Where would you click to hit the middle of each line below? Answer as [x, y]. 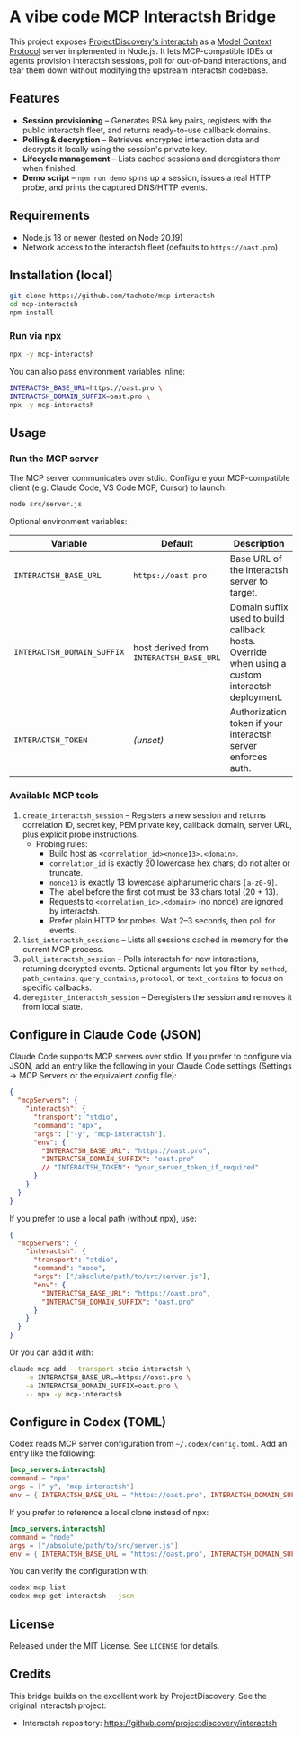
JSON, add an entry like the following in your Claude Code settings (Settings [151, 1066]
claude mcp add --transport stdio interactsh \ [100, 1369]
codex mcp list [38, 1587]
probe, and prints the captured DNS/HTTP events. [115, 187]
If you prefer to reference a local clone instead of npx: [109, 1512]
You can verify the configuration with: [79, 1571]
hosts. [243, 641]
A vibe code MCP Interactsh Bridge [143, 17]
